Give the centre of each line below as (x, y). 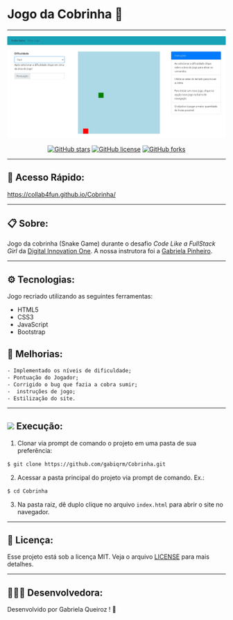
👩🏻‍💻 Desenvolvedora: (55, 593)
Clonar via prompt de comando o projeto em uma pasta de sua (106, 443)
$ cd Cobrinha (28, 491)
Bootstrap (31, 332)
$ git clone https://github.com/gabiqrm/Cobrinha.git (87, 464)
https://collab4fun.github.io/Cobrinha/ (61, 194)
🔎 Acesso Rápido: (46, 178)
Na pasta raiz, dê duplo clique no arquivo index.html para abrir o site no (120, 504)
